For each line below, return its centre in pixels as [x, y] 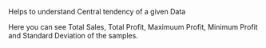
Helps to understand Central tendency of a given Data [97, 12]
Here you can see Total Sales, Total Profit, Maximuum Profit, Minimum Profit [133, 27]
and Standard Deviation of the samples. [73, 36]
